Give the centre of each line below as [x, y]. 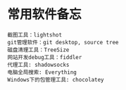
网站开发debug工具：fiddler [45, 57]
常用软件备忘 [45, 14]
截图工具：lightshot [34, 35]
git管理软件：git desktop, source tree [63, 42]
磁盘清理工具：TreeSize [38, 50]
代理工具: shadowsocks [38, 65]
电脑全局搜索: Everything [42, 72]
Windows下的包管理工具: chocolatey [56, 79]
